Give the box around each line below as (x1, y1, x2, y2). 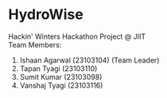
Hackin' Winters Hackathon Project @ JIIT (8, 32, 146, 41)
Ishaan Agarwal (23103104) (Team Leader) (19, 55, 160, 65)
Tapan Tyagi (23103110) (19, 63, 98, 73)
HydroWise (8, 6, 83, 24)
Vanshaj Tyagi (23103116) (19, 81, 103, 90)
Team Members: (8, 40, 62, 49)
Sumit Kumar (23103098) (19, 72, 103, 81)
